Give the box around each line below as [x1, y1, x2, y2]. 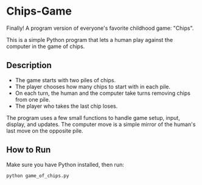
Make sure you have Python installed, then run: [6, 161, 125, 168]
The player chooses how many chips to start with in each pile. [15, 83, 170, 90]
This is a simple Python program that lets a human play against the [6, 36, 173, 43]
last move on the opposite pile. [6, 127, 83, 134]
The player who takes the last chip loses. [15, 102, 118, 110]
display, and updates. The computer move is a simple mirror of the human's [6, 120, 196, 128]
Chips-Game [6, 4, 72, 18]
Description [6, 60, 52, 71]
